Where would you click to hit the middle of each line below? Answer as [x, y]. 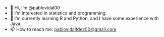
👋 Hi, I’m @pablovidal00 [35, 8]
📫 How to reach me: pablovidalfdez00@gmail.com [63, 29]
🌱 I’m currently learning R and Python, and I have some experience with [84, 18]
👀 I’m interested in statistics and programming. [58, 13]
